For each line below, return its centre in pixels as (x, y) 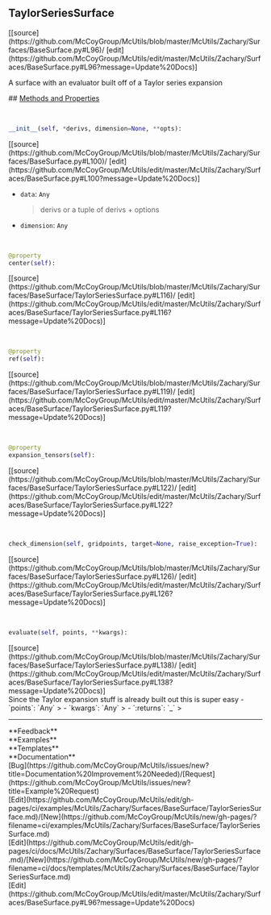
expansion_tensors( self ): (52, 455)
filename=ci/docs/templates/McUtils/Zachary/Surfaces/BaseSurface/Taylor (134, 868)
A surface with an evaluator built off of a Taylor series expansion (116, 82)
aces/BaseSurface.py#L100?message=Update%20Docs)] (104, 178)
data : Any (35, 193)
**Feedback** (33, 731)
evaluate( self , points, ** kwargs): (68, 632)
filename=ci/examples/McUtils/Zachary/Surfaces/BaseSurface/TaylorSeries (134, 825)
